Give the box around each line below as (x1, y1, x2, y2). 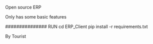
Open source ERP (5, 4, 41, 10)
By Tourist (5, 33, 26, 39)
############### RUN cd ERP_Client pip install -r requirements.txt (5, 23, 148, 29)
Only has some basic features (5, 14, 66, 19)
